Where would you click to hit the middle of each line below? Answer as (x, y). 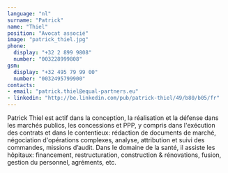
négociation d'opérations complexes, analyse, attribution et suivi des (106, 140)
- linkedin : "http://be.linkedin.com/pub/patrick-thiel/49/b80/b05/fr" (113, 98)
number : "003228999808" (48, 59)
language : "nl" (29, 14)
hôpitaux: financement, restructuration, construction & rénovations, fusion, (114, 155)
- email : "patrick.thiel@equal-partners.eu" (73, 91)
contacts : (22, 85)
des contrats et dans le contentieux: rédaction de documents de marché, (112, 133)
